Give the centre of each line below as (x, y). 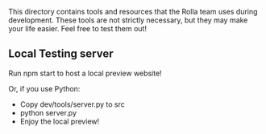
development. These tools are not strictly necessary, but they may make (128, 20)
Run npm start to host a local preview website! (85, 73)
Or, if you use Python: (44, 88)
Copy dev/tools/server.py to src (72, 104)
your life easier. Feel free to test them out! (78, 28)
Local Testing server (61, 54)
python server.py (48, 112)
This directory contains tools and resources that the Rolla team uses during (133, 12)
